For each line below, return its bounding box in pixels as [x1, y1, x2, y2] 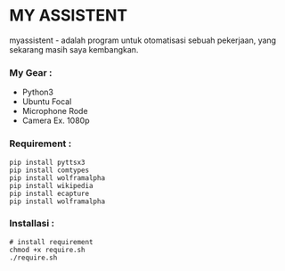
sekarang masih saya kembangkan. [9, 44, 139, 54]
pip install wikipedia [9, 181, 94, 190]
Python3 [21, 86, 53, 98]
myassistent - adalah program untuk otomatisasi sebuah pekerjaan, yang [9, 35, 277, 45]
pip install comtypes [9, 166, 90, 175]
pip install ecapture [9, 189, 90, 198]
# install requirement [9, 237, 94, 246]
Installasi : [9, 218, 55, 230]
